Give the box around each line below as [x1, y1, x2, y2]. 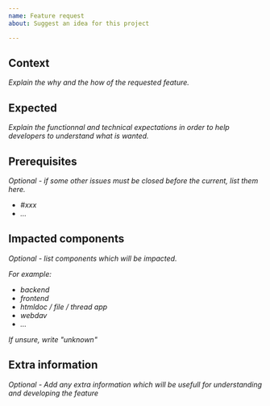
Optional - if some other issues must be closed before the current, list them [8, 175, 259, 186]
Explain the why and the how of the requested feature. [8, 77, 189, 87]
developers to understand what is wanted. [8, 131, 149, 141]
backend [19, 284, 50, 295]
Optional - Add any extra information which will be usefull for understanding [8, 379, 263, 389]
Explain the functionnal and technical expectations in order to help [8, 123, 230, 132]
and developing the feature [8, 388, 99, 398]
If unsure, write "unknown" [8, 334, 98, 344]
